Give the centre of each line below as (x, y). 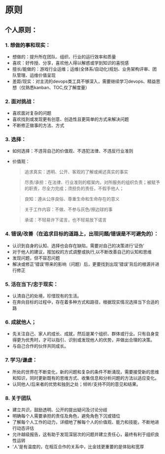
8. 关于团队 (18, 398)
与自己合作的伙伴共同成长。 (40, 346)
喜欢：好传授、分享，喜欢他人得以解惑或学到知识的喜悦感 (70, 63)
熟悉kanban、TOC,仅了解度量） (58, 87)
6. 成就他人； (21, 322)
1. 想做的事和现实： (28, 45)
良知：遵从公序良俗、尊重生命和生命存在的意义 (72, 199)
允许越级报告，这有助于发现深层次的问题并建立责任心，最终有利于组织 (83, 434)
